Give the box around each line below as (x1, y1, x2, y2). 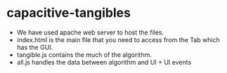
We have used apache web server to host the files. (16, 28, 164, 36)
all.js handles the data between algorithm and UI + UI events (16, 58, 192, 66)
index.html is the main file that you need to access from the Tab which (16, 35, 221, 44)
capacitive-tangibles (6, 5, 131, 21)
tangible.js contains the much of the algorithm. (16, 51, 152, 59)
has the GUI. (16, 43, 53, 51)
